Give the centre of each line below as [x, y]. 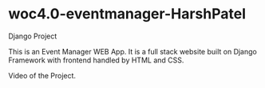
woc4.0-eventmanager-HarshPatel [127, 14]
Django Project [33, 36]
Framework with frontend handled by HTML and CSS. [96, 60]
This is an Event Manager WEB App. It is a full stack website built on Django [132, 51]
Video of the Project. [42, 75]
